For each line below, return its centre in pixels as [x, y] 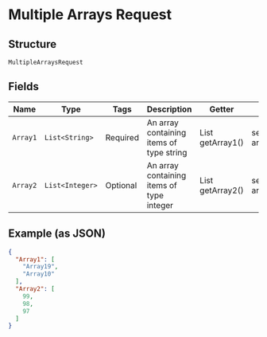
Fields [24, 86]
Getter [222, 109]
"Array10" [39, 274]
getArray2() [222, 190]
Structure [33, 44]
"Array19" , [41, 267]
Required [122, 137]
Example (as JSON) [57, 234]
